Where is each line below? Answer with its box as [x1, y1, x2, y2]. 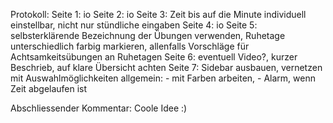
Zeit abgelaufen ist [10, 83, 88, 94]
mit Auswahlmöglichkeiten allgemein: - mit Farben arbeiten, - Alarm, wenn [10, 72, 316, 84]
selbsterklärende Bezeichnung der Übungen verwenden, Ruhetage [10, 30, 286, 41]
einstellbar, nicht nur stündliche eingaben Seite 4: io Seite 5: [10, 19, 258, 31]
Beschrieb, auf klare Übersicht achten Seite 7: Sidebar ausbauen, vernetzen [10, 62, 323, 73]
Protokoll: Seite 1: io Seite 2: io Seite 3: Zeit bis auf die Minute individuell [10, 9, 307, 20]
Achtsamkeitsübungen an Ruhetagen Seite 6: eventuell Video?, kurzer [10, 51, 298, 63]
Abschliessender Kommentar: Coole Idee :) [10, 102, 188, 114]
